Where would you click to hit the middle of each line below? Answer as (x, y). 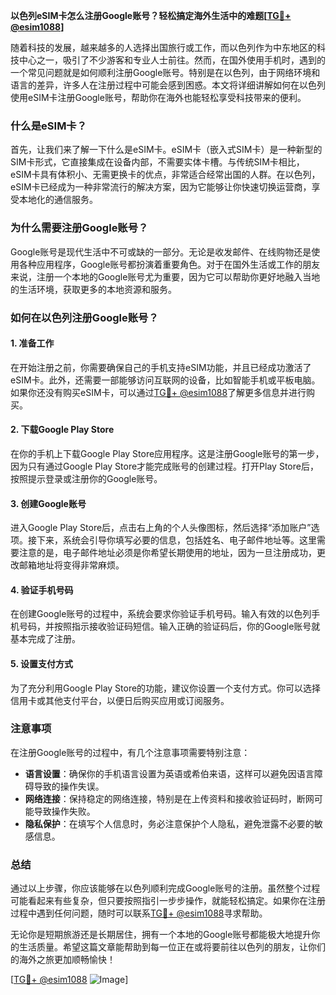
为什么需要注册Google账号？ (79, 228)
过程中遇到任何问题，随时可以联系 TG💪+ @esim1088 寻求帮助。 (139, 913)
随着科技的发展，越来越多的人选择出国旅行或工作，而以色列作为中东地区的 (163, 47)
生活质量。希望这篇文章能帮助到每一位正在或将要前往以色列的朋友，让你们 (172, 947)
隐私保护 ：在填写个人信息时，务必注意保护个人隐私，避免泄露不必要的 (169, 823)
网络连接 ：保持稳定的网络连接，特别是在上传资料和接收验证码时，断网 (169, 798)
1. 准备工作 (32, 343)
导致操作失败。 (64, 811)
